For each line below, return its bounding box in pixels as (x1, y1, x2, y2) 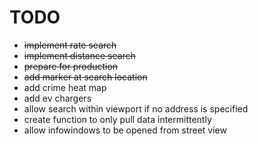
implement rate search (23, 39, 117, 51)
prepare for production (23, 60, 119, 72)
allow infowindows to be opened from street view (23, 124, 227, 136)
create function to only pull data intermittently (23, 113, 212, 125)
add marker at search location (23, 71, 148, 83)
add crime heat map (23, 81, 107, 93)
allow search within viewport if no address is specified (23, 102, 249, 115)
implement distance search (23, 49, 136, 61)
